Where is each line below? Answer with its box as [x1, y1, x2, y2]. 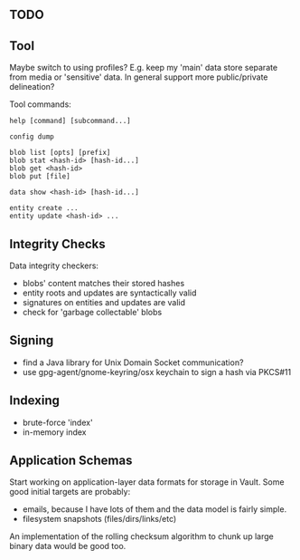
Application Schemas [9, 453, 133, 468]
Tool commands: [9, 99, 72, 110]
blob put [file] [9, 172, 70, 181]
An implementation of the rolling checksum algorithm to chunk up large [9, 531, 274, 542]
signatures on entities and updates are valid [22, 297, 186, 308]
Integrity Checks [9, 236, 106, 252]
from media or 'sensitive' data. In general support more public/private [9, 72, 268, 82]
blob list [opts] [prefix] [9, 149, 111, 158]
